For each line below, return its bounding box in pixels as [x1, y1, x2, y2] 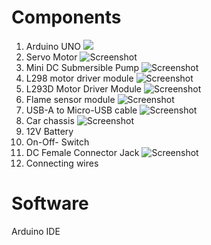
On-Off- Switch [25, 136, 90, 148]
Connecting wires [25, 157, 99, 169]
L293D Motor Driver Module [25, 82, 143, 95]
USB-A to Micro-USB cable [25, 104, 138, 116]
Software [11, 192, 89, 215]
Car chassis [25, 114, 75, 126]
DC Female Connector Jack [25, 146, 140, 158]
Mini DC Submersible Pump [25, 61, 140, 73]
